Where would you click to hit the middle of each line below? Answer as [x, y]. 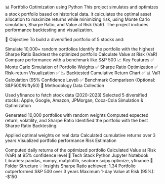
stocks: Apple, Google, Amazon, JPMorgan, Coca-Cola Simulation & [74, 100]
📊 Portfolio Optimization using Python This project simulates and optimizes [82, 7]
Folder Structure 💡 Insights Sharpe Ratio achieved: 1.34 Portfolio [70, 166]
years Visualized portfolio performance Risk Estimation [61, 140]
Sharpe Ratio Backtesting [31, 126]
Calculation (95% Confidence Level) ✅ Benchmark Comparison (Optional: [80, 80]
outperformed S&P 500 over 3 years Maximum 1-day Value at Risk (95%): [80, 171]
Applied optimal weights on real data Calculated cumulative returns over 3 [80, 135]
